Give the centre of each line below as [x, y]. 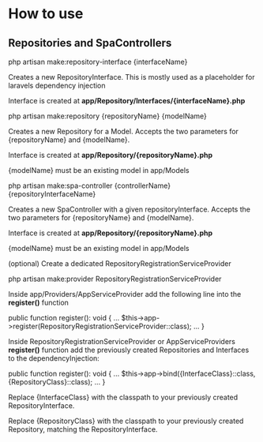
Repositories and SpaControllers [90, 43]
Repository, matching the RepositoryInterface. [83, 429]
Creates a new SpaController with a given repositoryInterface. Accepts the [130, 209]
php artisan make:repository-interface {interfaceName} [98, 62]
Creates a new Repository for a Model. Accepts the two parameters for [124, 131]
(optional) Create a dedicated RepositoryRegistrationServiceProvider [120, 264]
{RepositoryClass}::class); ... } [57, 382]
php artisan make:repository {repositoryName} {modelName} [108, 116]
